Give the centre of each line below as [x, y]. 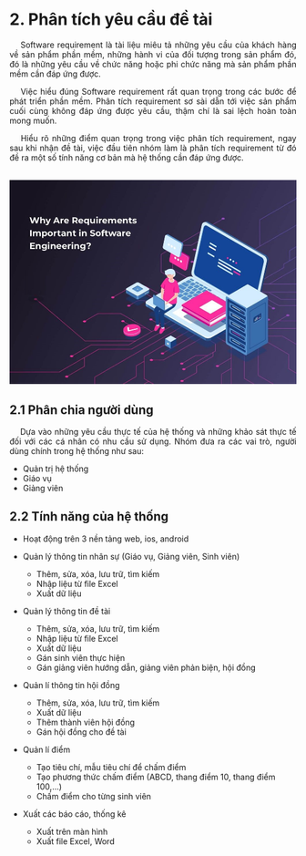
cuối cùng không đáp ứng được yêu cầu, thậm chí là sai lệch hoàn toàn [153, 110]
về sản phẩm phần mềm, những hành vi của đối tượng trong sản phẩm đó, [153, 54]
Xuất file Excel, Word [76, 841]
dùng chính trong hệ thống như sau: [76, 451]
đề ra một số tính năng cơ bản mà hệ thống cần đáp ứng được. [127, 157]
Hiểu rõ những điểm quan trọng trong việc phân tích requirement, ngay [158, 138]
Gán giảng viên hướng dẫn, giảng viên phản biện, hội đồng [146, 667]
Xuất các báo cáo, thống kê [74, 814]
